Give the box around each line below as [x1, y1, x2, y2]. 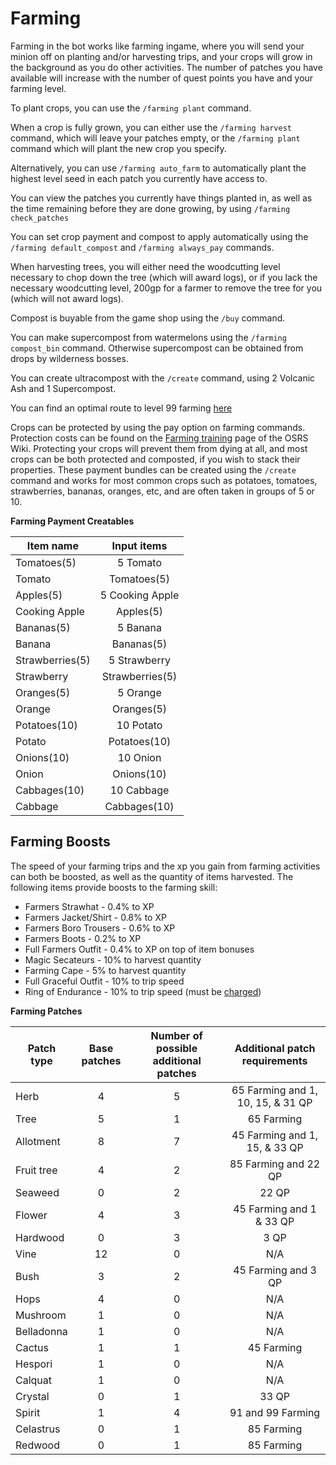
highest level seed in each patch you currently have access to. [10, 172, 268, 184]
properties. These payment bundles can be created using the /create [10, 463, 297, 476]
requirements [241, 1053, 308, 1067]
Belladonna [15, 1324, 68, 1338]
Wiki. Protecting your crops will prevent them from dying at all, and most [10, 442, 308, 454]
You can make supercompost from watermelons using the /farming [10, 331, 287, 343]
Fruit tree [15, 1163, 58, 1177]
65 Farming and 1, [231, 1083, 319, 1097]
